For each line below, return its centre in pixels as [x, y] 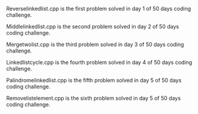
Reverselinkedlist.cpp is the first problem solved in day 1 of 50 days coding [99, 9]
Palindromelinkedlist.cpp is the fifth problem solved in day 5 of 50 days [94, 80]
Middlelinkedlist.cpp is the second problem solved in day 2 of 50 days [93, 27]
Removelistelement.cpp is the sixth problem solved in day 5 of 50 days [94, 98]
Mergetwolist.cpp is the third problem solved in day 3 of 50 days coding [95, 44]
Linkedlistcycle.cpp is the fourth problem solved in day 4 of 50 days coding [99, 62]
